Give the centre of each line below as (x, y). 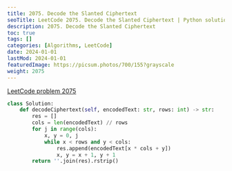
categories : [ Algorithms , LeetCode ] (60, 46)
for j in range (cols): (65, 129)
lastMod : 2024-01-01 (37, 59)
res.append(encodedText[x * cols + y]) (114, 148)
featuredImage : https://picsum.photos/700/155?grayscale (91, 65)
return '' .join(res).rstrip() (75, 161)
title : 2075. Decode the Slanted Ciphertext (72, 13)
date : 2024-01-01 (32, 52)
